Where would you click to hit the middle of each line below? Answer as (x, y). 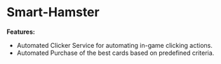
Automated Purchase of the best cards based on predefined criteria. (115, 53)
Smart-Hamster (53, 12)
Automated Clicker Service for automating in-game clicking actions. (115, 45)
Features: (21, 32)
